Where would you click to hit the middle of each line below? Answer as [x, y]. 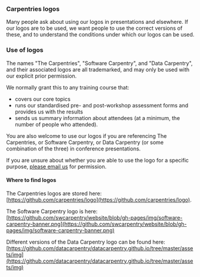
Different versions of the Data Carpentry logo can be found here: [86, 242]
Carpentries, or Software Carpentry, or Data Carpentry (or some [85, 142]
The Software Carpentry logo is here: [52, 211]
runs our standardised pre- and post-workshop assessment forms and [101, 105]
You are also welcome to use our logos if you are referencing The [87, 136]
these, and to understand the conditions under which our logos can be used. [100, 35]
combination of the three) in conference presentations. [73, 149]
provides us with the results [49, 112]
